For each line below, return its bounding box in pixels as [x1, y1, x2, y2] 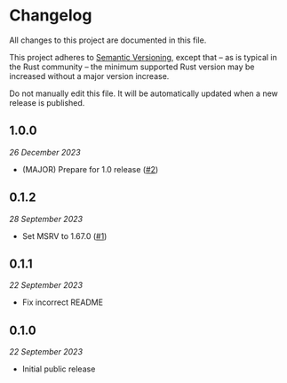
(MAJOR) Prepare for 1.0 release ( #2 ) [21, 164, 159, 174]
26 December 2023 [9, 147, 82, 157]
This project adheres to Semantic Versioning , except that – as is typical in [9, 52, 277, 62]
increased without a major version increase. [9, 70, 170, 81]
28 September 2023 [9, 213, 83, 224]
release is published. [9, 97, 85, 108]
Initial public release [21, 363, 96, 374]
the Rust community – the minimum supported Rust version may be [9, 61, 255, 72]
